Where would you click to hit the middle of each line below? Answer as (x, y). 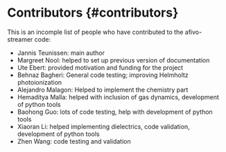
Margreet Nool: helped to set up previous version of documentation (113, 60)
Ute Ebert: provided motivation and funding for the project (100, 67)
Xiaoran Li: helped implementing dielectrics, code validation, (103, 126)
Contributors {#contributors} (93, 13)
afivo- (193, 32)
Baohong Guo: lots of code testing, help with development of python (115, 112)
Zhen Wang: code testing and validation (74, 141)
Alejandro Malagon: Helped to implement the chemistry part (103, 90)
